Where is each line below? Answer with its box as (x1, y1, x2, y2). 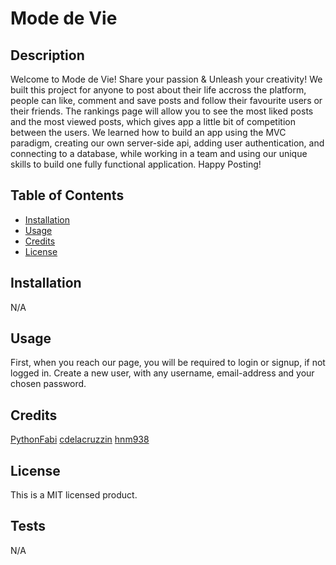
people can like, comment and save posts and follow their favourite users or (10, 95, 323, 106)
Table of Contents (10, 187, 125, 204)
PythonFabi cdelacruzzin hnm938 (10, 433, 150, 446)
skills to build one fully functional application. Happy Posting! (10, 158, 262, 170)
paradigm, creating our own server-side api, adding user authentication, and (10, 137, 325, 149)
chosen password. (10, 378, 87, 390)
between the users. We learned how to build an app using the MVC (10, 127, 287, 138)
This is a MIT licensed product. (10, 489, 138, 501)
